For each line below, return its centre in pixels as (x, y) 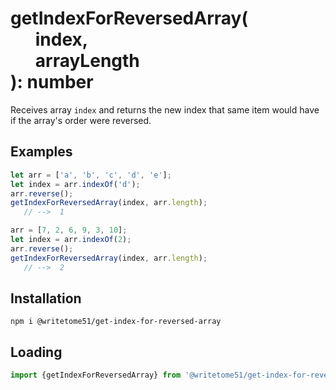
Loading (36, 352)
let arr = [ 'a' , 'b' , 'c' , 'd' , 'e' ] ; (91, 175)
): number (52, 82)
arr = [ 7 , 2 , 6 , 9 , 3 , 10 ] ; (69, 230)
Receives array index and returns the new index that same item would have (165, 109)
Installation (46, 298)
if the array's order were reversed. (81, 120)
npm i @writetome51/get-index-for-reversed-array (116, 322)
